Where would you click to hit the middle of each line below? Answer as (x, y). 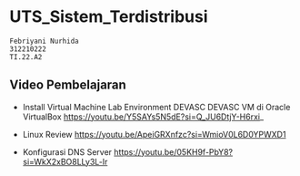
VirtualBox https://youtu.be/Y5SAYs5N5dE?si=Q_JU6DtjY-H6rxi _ (143, 117)
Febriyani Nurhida (44, 41)
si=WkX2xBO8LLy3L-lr (65, 161)
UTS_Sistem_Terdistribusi (109, 17)
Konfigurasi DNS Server (67, 151)
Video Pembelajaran (68, 85)
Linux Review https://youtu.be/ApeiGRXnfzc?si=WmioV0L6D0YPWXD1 (154, 134)
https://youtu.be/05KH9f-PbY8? (173, 151)
